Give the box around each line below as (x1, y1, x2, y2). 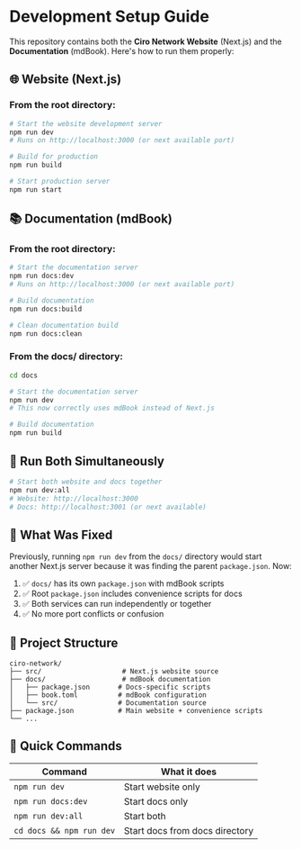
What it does (160, 765, 217, 778)
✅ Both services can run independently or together (22, 599, 212, 610)
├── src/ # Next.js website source (9, 667, 219, 676)
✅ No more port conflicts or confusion (22, 609, 164, 619)
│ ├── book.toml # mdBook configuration (9, 691, 207, 700)
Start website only (124, 781, 200, 793)
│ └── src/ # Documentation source (9, 699, 207, 708)
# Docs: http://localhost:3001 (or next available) (9, 502, 207, 511)
